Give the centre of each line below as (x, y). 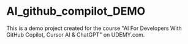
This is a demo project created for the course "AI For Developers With (94, 28)
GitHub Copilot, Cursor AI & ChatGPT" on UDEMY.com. (76, 34)
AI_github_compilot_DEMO (76, 11)
